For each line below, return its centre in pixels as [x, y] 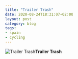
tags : [11, 28]
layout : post [18, 19]
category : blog [21, 24]
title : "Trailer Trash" [29, 10]
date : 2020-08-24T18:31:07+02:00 [39, 14]
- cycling [15, 38]
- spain [13, 33]
